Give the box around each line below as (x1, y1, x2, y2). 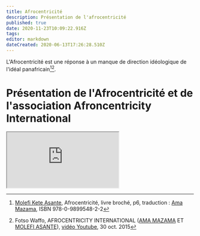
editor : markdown (6, 36, 49, 42)
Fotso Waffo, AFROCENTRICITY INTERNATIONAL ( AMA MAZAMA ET (14, 217, 184, 224)
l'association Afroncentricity (6, 99, 152, 112)
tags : (6, 31, 20, 37)
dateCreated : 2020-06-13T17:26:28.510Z (6, 42, 105, 48)
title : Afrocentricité (6, 8, 62, 15)
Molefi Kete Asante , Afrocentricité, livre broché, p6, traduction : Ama (14, 199, 183, 206)
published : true (6, 20, 46, 26)
